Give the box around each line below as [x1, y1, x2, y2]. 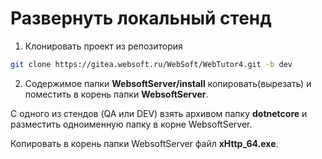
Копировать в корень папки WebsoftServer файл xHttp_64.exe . [10, 137, 279, 149]
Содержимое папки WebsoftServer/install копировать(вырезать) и [24, 77, 312, 89]
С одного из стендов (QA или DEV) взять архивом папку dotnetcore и [10, 107, 308, 119]
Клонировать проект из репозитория [24, 40, 183, 52]
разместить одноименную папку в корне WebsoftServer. [10, 118, 253, 130]
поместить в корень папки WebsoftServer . [24, 88, 209, 100]
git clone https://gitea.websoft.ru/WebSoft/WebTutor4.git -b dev [10, 59, 293, 69]
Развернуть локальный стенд [10, 7, 272, 30]
